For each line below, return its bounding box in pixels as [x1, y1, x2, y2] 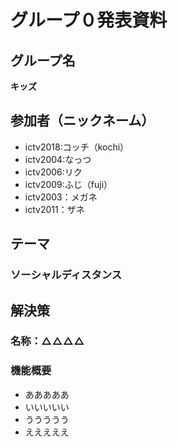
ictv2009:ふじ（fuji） [24, 178, 113, 190]
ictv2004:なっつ [24, 153, 92, 165]
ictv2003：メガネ [24, 191, 98, 203]
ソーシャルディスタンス [10, 268, 123, 282]
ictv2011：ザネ [24, 203, 85, 215]
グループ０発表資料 [10, 9, 168, 32]
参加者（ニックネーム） [10, 112, 155, 130]
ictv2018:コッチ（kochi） [24, 141, 130, 153]
